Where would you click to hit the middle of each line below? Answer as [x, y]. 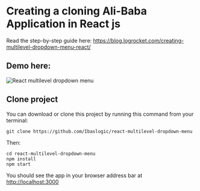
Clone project [32, 100]
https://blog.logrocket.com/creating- [139, 40]
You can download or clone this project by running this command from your [100, 114]
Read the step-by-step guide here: [49, 40]
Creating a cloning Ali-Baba [77, 11]
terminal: [17, 120]
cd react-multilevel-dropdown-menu [51, 154]
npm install [21, 159]
